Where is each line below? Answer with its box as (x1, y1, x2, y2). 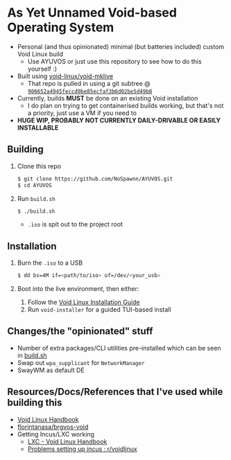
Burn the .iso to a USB (17, 258, 83, 267)
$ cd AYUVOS (17, 182, 52, 188)
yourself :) (27, 64, 58, 73)
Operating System (7, 19, 114, 35)
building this (7, 397, 62, 409)
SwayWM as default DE (17, 366, 85, 374)
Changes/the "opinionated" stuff (7, 326, 153, 337)
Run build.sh (17, 194, 55, 202)
